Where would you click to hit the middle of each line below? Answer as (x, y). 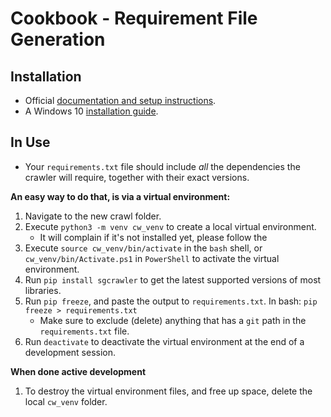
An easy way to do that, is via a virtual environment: (120, 196)
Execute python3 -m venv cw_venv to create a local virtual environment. (170, 226)
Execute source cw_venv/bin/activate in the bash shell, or (143, 248)
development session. (70, 352)
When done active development (78, 371)
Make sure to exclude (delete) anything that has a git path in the (173, 320)
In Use (30, 142)
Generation (58, 39)
